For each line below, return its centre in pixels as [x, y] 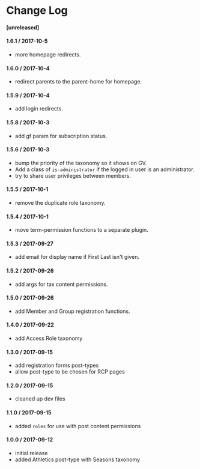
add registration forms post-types [57, 365]
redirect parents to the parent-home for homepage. [78, 82]
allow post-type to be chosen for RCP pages [70, 372]
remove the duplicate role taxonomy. [60, 203]
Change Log [37, 11]
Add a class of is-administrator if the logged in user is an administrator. [105, 169]
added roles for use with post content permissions [78, 426]
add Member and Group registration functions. [72, 311]
